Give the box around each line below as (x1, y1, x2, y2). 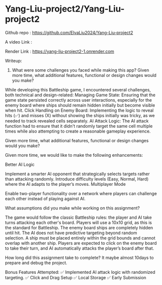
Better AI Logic (5, 161, 35, 167)
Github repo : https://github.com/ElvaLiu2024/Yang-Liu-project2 (5, 30, 133, 35)
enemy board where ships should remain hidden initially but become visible (5, 102, 155, 108)
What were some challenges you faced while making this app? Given (12, 67, 149, 73)
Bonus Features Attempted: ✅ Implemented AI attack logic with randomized (5, 269, 156, 275)
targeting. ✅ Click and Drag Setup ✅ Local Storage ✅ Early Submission (5, 274, 147, 280)
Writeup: (5, 58, 22, 63)
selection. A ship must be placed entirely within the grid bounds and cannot (5, 235, 156, 240)
